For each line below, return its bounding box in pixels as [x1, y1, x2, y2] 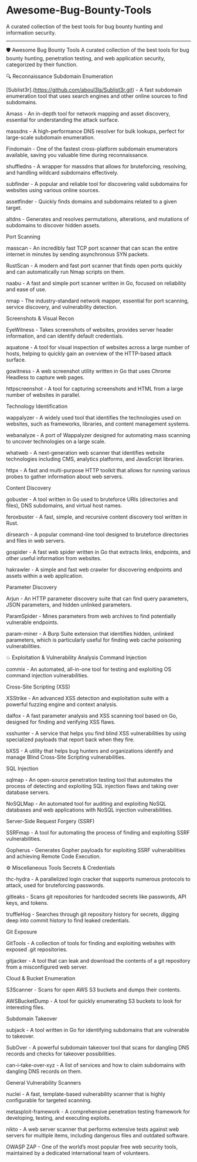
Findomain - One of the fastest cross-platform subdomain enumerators [6, 145, 178, 152]
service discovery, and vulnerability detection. [6, 303, 118, 311]
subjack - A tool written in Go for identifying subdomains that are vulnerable [6, 1026, 189, 1033]
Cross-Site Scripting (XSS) [6, 683, 70, 690]
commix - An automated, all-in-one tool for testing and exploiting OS [6, 666, 172, 673]
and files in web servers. [6, 537, 66, 544]
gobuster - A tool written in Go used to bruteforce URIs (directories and [6, 496, 178, 503]
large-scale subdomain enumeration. [6, 134, 96, 141]
